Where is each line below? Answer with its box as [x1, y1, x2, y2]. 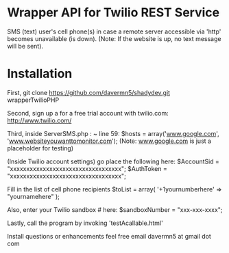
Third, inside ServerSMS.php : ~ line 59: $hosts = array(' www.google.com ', [7, 129, 219, 137]
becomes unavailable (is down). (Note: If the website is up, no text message [7, 34, 221, 42]
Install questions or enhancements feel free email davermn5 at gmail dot [7, 232, 211, 240]
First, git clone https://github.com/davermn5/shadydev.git [7, 88, 170, 96]
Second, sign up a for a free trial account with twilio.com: [7, 109, 169, 117]
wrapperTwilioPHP [7, 96, 60, 104]
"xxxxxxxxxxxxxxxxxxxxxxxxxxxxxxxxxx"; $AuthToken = [7, 164, 168, 172]
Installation [7, 66, 73, 81]
